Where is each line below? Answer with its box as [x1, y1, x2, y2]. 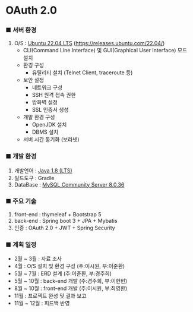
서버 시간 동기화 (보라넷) [23, 136, 80, 143]
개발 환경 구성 [23, 114, 55, 121]
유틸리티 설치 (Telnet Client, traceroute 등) [31, 69, 133, 76]
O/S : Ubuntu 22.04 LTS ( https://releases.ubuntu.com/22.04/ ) [14, 40, 165, 47]
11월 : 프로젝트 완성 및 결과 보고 [14, 292, 87, 300]
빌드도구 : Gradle [14, 174, 55, 181]
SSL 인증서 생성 [31, 106, 69, 114]
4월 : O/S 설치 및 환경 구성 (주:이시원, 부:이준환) [14, 263, 125, 270]
